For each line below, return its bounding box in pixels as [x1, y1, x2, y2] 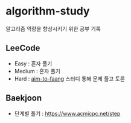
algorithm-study [5, 4, 90, 18]
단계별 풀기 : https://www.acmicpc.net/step [14, 110, 121, 117]
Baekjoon [5, 93, 42, 104]
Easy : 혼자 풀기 [14, 59, 53, 67]
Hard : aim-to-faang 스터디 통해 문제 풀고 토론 [14, 75, 125, 82]
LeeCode [5, 43, 40, 53]
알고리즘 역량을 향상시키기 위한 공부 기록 [5, 25, 101, 32]
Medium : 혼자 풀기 [14, 67, 61, 75]
